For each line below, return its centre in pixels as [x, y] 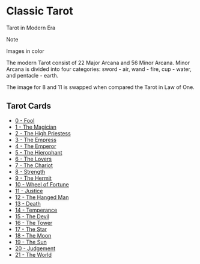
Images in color [26, 51]
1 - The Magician [36, 127]
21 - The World [33, 254]
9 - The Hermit [33, 178]
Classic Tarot [40, 11]
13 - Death [28, 203]
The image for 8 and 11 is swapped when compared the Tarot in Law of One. [101, 87]
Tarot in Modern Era [31, 28]
